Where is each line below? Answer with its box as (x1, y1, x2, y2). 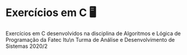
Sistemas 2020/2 (5, 42, 48, 50)
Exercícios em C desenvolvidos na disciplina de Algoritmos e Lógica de (5, 29, 181, 37)
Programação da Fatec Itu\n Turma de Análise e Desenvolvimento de (5, 36, 175, 43)
